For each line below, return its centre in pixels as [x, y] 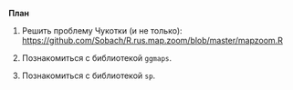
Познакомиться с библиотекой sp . [89, 75]
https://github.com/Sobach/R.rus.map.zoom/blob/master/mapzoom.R [152, 40]
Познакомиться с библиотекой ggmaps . [97, 58]
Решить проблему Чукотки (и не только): [102, 30]
